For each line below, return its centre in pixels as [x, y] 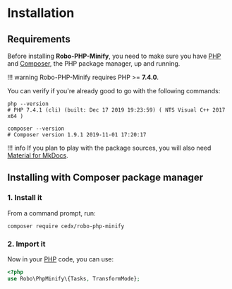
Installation [41, 13]
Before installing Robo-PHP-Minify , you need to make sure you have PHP [114, 56]
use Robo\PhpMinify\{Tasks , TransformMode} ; [74, 278]
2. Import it [26, 244]
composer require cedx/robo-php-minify [66, 226]
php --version [28, 104]
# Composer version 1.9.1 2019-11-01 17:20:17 [77, 135]
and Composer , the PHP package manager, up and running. [94, 64]
